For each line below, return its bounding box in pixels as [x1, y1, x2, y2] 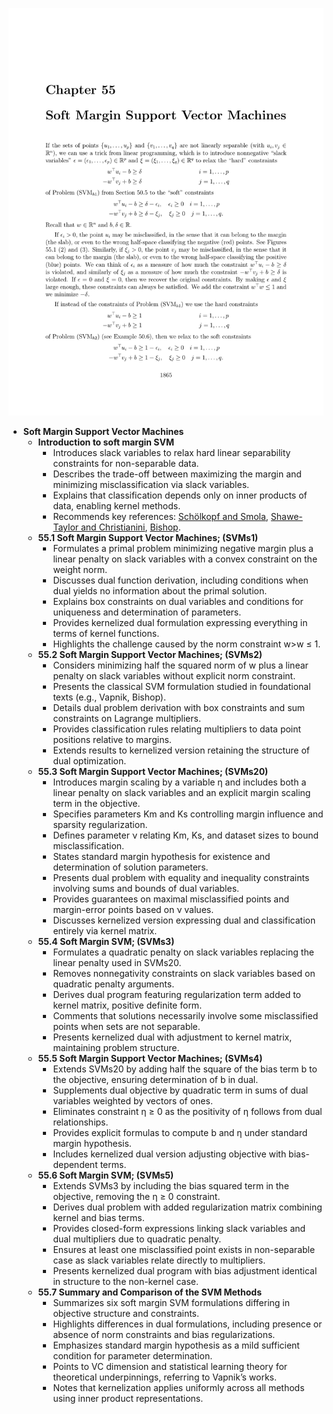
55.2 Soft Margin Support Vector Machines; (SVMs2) [37, 649, 263, 661]
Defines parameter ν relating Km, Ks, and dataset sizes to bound [52, 829, 320, 842]
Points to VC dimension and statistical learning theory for [52, 1361, 288, 1373]
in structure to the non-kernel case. [52, 1276, 199, 1288]
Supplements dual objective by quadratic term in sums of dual [52, 1084, 309, 1097]
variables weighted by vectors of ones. [52, 1095, 213, 1107]
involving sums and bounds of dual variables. [52, 883, 240, 895]
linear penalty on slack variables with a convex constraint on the [52, 553, 318, 565]
